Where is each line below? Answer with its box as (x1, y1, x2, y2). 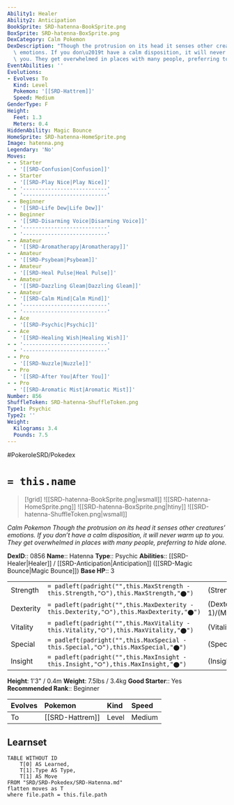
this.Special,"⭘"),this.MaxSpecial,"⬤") (47, 643, 187, 652)
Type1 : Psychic (7, 406, 52, 413)
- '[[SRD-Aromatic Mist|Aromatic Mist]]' (13, 386, 136, 393)
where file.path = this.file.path (7, 792, 108, 799)
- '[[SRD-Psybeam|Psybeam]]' (13, 256, 98, 263)
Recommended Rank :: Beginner (7, 684, 100, 693)
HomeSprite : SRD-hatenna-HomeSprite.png (7, 133, 127, 140)
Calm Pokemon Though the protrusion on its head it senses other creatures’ (7, 523, 226, 532)
